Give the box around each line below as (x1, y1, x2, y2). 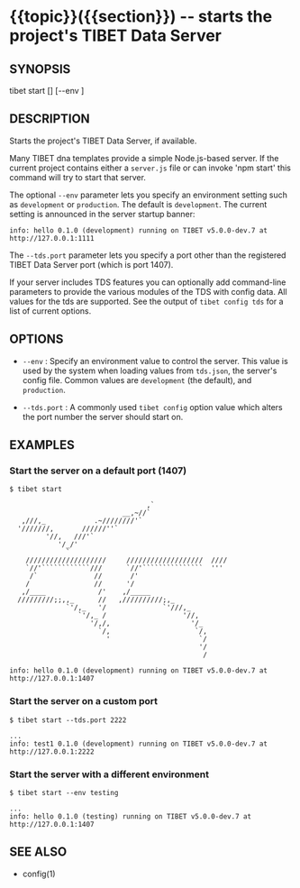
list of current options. (9, 305, 92, 316)
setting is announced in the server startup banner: (9, 208, 195, 219)
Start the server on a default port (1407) (9, 464, 187, 477)
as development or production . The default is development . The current (9, 198, 268, 209)
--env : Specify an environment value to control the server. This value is (22, 355, 288, 366)
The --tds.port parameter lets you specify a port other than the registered (9, 250, 286, 261)
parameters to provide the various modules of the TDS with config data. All (9, 286, 287, 297)
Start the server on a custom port (9, 695, 159, 708)
